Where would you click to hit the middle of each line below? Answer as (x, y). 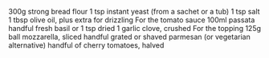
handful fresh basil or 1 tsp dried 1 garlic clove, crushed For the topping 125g (135, 28)
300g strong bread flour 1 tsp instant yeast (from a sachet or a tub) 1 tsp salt (134, 12)
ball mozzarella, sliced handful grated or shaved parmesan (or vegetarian (129, 37)
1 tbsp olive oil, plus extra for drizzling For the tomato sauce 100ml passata (132, 20)
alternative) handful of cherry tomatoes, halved (86, 45)
